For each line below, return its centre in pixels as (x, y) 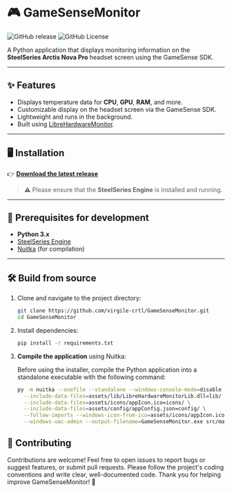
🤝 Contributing (39, 443)
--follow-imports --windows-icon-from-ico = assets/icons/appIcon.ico (124, 415)
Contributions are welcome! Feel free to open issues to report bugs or (106, 460)
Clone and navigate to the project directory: (79, 298)
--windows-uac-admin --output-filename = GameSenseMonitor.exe (114, 422)
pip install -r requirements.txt (65, 343)
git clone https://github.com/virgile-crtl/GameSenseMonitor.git (113, 311)
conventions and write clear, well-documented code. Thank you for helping (114, 474)
